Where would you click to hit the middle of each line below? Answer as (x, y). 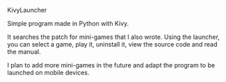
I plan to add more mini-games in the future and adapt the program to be (111, 65)
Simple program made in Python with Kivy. (68, 23)
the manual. (24, 52)
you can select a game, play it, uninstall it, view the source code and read (112, 44)
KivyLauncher (27, 10)
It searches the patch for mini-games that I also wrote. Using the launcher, (114, 37)
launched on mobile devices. (48, 73)
